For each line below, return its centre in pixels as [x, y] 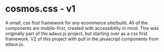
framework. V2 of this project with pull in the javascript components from [82, 39]
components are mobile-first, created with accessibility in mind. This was [82, 28]
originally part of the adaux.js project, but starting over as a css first [76, 33]
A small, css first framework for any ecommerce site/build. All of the [77, 23]
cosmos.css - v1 [40, 9]
